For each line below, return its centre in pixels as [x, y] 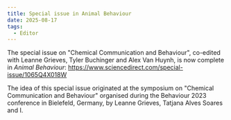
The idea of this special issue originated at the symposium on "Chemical [111, 88]
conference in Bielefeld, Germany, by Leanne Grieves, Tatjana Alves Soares [115, 103]
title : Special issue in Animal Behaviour [69, 14]
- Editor [26, 33]
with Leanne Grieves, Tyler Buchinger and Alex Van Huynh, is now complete [115, 60]
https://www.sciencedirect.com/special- [126, 67]
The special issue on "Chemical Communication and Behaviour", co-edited [114, 53]
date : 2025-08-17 [32, 20]
